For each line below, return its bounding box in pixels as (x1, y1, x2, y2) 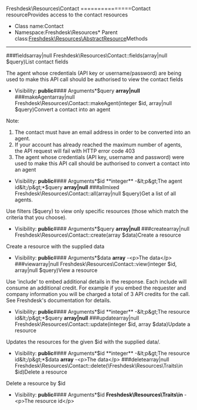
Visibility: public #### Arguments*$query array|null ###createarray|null (14, 226, 189, 232)
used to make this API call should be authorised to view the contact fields (6, 76, 184, 83)
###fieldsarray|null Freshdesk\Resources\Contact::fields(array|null (6, 52, 168, 59)
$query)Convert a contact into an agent (14, 106, 111, 113)
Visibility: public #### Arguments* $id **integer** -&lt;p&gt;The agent (14, 177, 183, 184)
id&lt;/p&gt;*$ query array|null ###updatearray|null (14, 314, 140, 321)
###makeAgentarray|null (14, 93, 75, 100)
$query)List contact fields (6, 58, 69, 65)
